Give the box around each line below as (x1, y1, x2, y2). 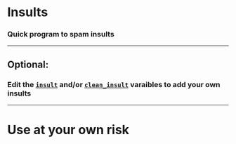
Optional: (7, 58, 49, 70)
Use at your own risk (7, 122, 130, 138)
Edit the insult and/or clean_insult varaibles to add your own (7, 79, 221, 89)
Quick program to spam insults (7, 30, 114, 39)
